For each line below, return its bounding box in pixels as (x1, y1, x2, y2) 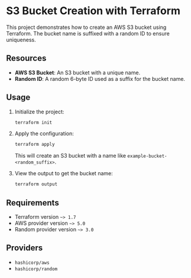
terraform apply (14, 142, 55, 148)
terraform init (14, 119, 53, 125)
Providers (6, 243, 43, 253)
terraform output (14, 181, 58, 187)
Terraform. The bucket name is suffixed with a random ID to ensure (6, 30, 170, 37)
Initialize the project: (14, 108, 64, 115)
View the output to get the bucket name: (14, 170, 114, 177)
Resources (6, 53, 47, 63)
